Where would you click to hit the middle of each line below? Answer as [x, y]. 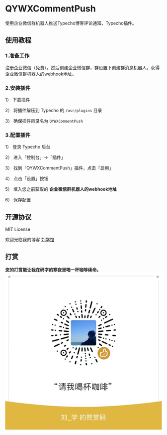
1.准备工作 [17, 56]
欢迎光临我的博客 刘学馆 [30, 240]
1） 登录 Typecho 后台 [28, 147]
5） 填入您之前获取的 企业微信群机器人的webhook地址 [61, 189]
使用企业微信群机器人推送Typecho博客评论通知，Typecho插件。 [71, 23]
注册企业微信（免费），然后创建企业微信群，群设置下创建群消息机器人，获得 [83, 67]
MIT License [18, 229]
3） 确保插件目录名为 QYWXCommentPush [44, 121]
